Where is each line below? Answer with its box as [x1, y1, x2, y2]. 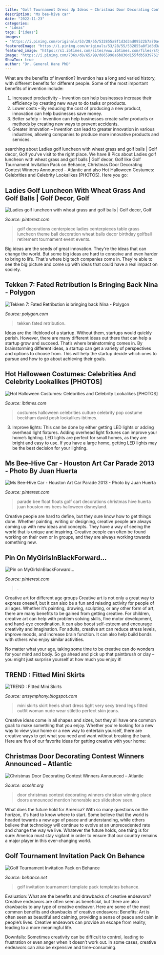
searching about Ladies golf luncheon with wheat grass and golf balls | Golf [5, 146, 157, 152]
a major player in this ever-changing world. [5, 838, 91, 843]
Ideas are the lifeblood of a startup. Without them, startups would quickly [5, 330, 152, 336]
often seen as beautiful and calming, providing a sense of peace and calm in [5, 914, 159, 920]
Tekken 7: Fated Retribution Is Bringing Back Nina [5, 281, 158, 289]
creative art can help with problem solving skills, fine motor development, [5, 616, 153, 622]
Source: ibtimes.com [5, 400, 47, 406]
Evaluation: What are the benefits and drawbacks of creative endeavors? [5, 893, 151, 899]
